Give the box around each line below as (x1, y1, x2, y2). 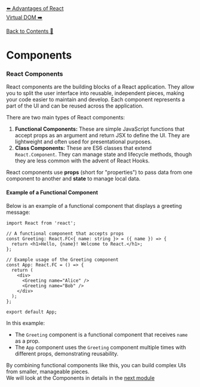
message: (6, 208, 30, 216)
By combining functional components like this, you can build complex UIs (6, 361, 186, 368)
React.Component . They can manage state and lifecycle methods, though (14, 151, 192, 158)
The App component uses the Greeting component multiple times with (14, 343, 186, 351)
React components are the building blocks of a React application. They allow (6, 83, 195, 91)
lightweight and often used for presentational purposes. (14, 138, 152, 145)
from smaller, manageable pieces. (6, 368, 90, 375)
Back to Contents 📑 (6, 27, 54, 35)
